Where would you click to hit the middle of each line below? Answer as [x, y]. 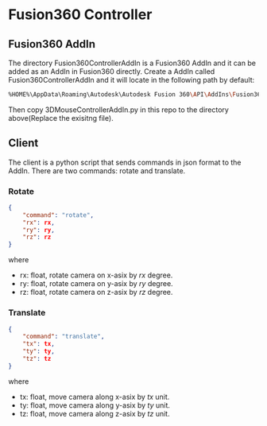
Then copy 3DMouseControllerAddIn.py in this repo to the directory [118, 110]
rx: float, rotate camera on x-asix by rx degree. [96, 275]
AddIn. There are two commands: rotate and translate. [97, 170]
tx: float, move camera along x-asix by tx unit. [95, 397]
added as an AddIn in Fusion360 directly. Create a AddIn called [112, 72]
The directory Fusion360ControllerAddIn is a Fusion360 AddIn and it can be [132, 63]
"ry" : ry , [39, 230]
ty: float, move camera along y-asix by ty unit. [95, 405]
